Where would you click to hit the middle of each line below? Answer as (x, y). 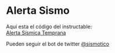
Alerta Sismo (38, 11)
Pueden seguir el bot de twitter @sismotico (57, 44)
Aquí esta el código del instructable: (49, 26)
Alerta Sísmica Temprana (36, 32)
